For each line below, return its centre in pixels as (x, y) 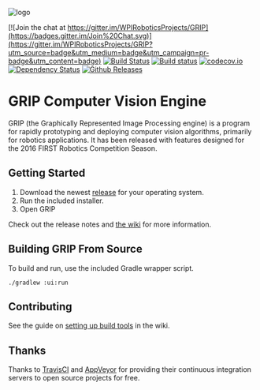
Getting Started (47, 173)
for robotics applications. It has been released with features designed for (126, 140)
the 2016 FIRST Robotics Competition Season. (83, 148)
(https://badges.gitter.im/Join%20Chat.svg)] (80, 36)
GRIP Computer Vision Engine (108, 101)
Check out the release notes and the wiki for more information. (110, 224)
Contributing (40, 307)
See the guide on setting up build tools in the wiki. (89, 326)
